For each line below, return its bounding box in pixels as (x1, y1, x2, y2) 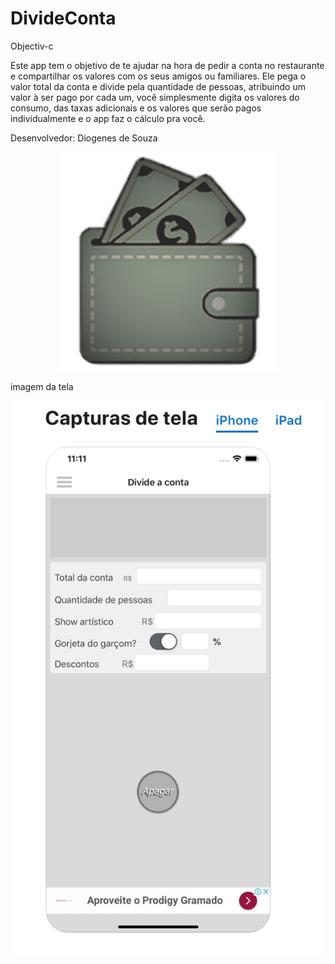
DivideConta (10, 7, 117, 30)
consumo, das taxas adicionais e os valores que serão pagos (10, 102, 262, 114)
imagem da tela (10, 380, 74, 392)
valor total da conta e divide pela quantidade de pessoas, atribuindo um (10, 80, 306, 92)
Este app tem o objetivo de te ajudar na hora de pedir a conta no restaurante (10, 59, 325, 71)
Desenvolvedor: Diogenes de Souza (10, 132, 158, 144)
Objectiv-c (10, 40, 54, 52)
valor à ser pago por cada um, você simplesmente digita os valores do (10, 91, 300, 103)
